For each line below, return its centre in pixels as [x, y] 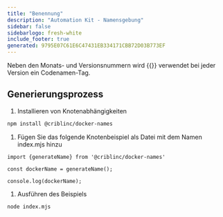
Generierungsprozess [55, 94]
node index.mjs [29, 207]
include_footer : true [38, 39]
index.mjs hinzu [39, 144]
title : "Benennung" [35, 13]
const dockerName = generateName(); [60, 169]
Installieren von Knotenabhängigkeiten [72, 111]
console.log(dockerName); [44, 181]
